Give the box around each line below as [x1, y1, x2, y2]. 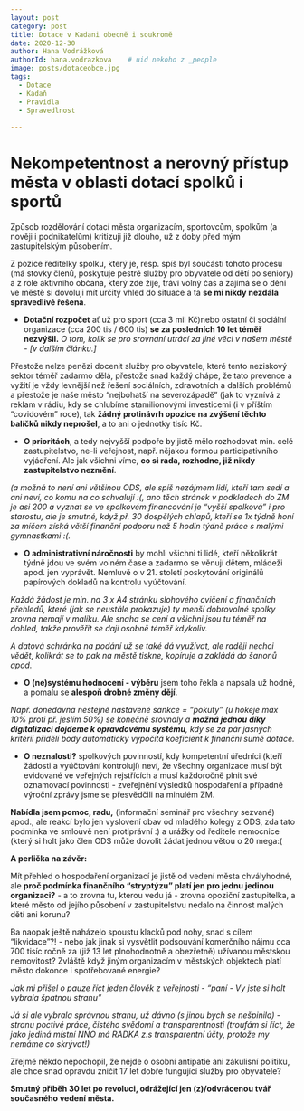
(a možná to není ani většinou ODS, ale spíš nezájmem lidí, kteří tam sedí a [10, 482, 290, 493]
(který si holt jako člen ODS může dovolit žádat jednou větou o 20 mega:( [10, 836, 283, 847]
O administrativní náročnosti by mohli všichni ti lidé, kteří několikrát [23, 548, 278, 559]
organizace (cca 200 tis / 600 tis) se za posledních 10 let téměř [23, 324, 262, 335]
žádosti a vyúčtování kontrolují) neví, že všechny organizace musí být [23, 761, 283, 772]
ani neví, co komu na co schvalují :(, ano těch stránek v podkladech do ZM [10, 492, 290, 503]
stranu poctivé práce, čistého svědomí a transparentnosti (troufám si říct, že [10, 1020, 296, 1030]
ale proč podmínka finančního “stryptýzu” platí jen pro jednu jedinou [10, 880, 274, 891]
